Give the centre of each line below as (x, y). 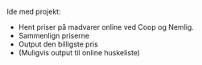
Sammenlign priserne (54, 36)
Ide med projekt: (34, 12)
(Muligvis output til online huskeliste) (79, 53)
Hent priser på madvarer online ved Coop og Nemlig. (106, 27)
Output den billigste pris (58, 44)
